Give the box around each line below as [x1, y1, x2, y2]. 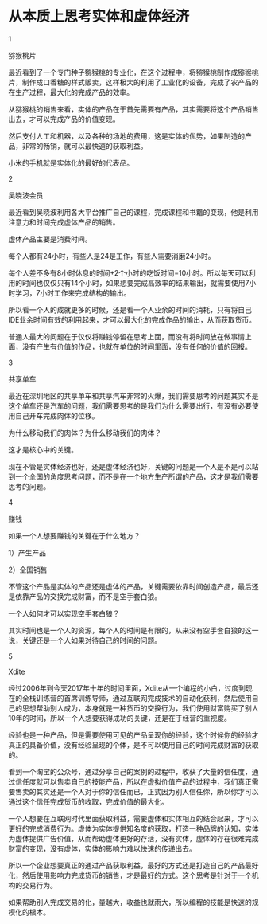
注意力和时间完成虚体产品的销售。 [8, 217, 120, 227]
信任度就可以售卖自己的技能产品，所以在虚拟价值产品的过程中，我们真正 [14, 777, 252, 786]
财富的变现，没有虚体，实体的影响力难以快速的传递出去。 [8, 844, 196, 853]
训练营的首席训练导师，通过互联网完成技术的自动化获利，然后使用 [35, 693, 252, 703]
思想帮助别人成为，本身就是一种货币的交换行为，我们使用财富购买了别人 [21, 703, 259, 713]
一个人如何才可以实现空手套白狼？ [8, 609, 120, 618]
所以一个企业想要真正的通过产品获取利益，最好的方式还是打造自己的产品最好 [8, 860, 259, 870]
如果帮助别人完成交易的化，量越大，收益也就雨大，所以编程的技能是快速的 [8, 897, 252, 906]
